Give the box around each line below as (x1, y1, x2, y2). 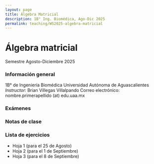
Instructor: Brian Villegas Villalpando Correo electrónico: (5, 87, 120, 93)
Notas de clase (5, 118, 42, 125)
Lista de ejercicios (5, 131, 50, 138)
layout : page (5, 7, 32, 12)
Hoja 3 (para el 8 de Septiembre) (12, 153, 79, 159)
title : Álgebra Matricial (5, 12, 58, 17)
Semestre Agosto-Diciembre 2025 (5, 59, 75, 65)
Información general (5, 71, 55, 78)
